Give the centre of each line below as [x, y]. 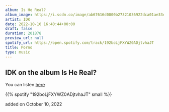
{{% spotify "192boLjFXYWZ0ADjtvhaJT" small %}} [59, 94]
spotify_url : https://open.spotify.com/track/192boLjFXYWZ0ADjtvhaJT [80, 43]
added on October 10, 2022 [34, 104]
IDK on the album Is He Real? [51, 72]
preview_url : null [24, 38]
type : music [18, 52]
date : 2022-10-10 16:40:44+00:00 [40, 24]
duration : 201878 [23, 33]
